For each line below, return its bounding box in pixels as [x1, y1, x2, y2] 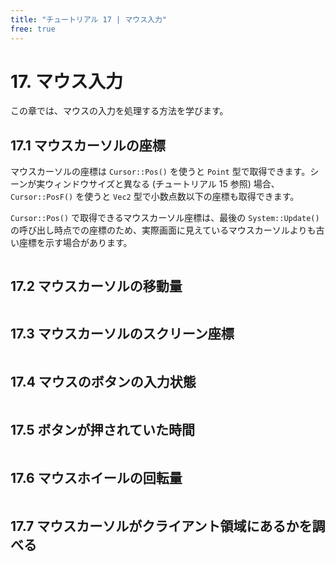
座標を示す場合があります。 [18, 237, 133, 249]
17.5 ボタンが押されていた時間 [10, 422, 195, 439]
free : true [10, 24, 56, 34]
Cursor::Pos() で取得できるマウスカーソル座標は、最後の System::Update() [10, 212, 320, 224]
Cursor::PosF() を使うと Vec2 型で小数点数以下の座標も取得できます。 [10, 191, 300, 203]
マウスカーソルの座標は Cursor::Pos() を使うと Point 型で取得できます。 [10, 166, 311, 178]
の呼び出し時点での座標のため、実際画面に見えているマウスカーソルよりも [10, 224, 317, 236]
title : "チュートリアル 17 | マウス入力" [10, 14, 167, 25]
